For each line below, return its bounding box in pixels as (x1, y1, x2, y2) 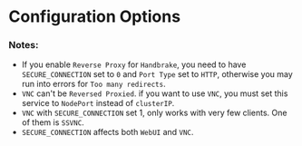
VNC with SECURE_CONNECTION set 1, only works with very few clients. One (21, 107, 287, 119)
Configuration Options (8, 6, 181, 27)
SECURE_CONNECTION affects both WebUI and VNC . (21, 127, 194, 138)
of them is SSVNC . (21, 117, 85, 128)
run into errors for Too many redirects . (21, 79, 166, 90)
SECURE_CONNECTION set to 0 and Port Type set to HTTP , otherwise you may (21, 69, 294, 80)
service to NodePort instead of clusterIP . (21, 98, 175, 109)
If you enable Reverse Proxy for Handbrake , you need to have (21, 59, 247, 70)
